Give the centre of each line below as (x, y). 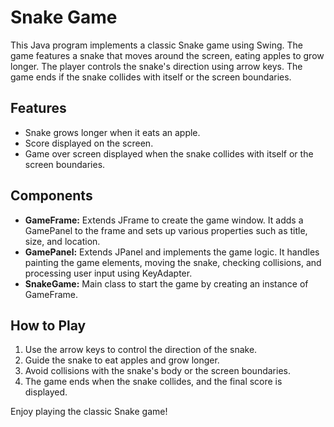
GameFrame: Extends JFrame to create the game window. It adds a (164, 220)
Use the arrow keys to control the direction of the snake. (141, 350)
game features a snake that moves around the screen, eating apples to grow (167, 55)
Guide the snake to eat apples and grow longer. (122, 360)
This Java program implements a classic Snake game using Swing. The (156, 45)
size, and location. (62, 241)
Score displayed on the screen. (89, 143)
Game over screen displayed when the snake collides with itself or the (169, 153)
